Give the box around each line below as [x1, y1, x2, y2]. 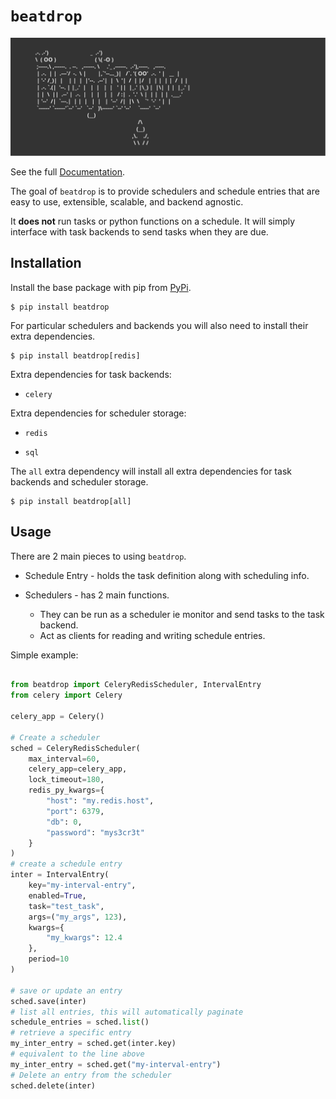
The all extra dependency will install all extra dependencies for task [10, 465, 292, 477]
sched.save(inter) [10, 996, 87, 1006]
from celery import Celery [10, 690, 123, 701]
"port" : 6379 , [46, 806, 105, 816]
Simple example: [10, 649, 79, 661]
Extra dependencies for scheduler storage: [10, 407, 187, 419]
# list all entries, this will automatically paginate [10, 1007, 244, 1017]
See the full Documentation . [10, 165, 126, 178]
